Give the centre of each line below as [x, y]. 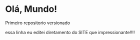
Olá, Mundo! [31, 9]
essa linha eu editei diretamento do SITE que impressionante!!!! [70, 32]
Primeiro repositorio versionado [38, 23]
